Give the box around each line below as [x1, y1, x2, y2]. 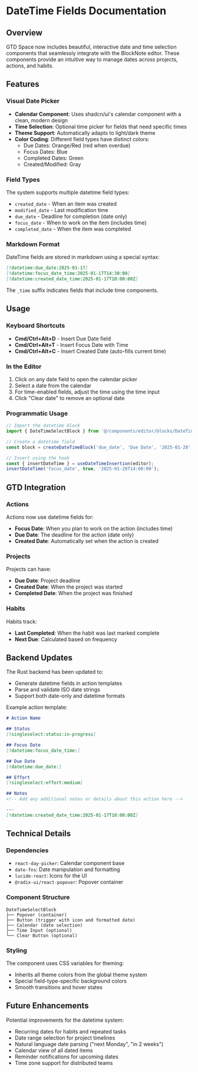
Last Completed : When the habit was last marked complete [14, 629, 160, 636]
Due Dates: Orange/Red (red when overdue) [23, 142, 131, 149]
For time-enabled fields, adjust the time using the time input [14, 388, 160, 395]
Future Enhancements [6, 1000, 90, 1011]
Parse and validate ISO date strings [14, 686, 100, 693]
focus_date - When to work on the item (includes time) [14, 219, 147, 226]
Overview [6, 28, 43, 38]
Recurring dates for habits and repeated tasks [14, 1028, 127, 1035]
